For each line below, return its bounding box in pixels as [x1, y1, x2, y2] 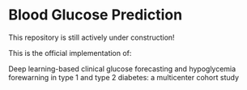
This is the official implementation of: [8, 48, 132, 58]
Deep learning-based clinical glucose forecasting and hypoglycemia [8, 63, 236, 74]
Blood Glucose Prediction [8, 6, 183, 24]
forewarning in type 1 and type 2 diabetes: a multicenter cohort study [8, 72, 240, 82]
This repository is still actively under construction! [8, 32, 176, 42]
